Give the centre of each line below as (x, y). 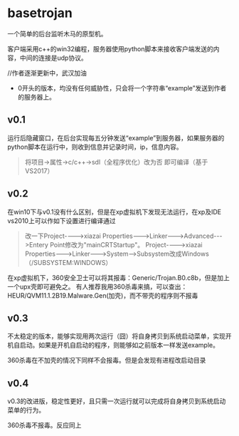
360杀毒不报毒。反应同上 (44, 425)
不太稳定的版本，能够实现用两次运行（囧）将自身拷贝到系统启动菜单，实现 (116, 336)
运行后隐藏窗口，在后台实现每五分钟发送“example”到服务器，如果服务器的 (116, 137)
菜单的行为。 (26, 410)
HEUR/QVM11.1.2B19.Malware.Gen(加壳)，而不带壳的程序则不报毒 (103, 295)
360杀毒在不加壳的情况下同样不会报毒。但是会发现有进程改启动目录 (107, 360)
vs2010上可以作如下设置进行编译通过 (62, 220)
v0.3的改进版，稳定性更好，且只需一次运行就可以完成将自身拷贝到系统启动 (117, 401)
